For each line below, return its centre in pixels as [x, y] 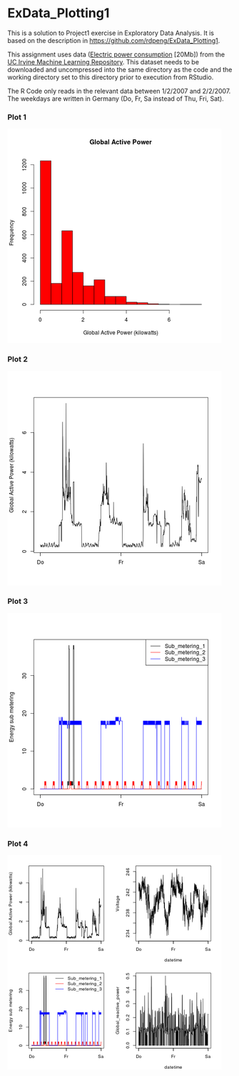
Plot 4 [18, 843]
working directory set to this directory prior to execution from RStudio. [111, 77]
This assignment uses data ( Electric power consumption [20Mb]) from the [116, 54]
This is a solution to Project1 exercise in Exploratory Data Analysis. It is [111, 33]
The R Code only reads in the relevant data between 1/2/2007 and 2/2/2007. [119, 91]
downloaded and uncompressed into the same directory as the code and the [120, 69]
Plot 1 [17, 117]
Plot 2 [18, 359]
